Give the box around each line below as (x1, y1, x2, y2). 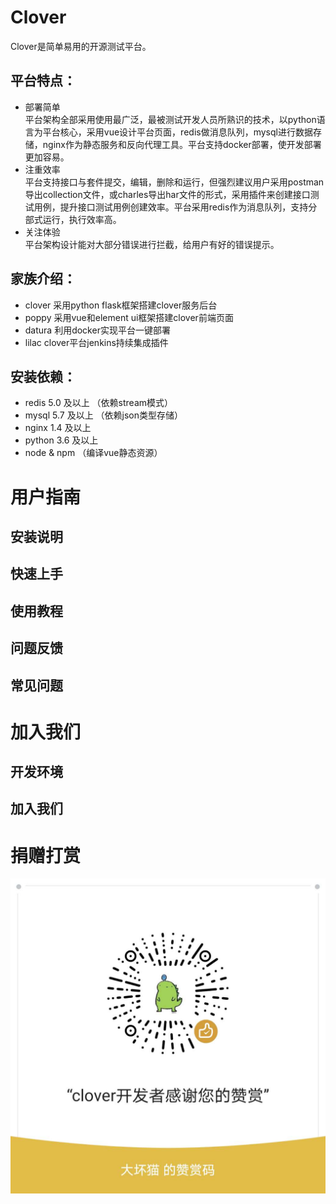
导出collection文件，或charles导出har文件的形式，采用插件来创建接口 (24, 188, 311, 200)
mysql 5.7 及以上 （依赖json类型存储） (24, 409, 184, 421)
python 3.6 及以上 (24, 434, 99, 446)
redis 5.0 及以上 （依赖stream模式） (24, 397, 174, 409)
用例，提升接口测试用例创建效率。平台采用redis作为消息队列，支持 (33, 201, 309, 213)
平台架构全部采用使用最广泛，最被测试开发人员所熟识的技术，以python (24, 113, 317, 125)
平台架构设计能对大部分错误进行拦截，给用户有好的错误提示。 (24, 238, 280, 250)
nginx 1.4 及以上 (24, 422, 92, 434)
